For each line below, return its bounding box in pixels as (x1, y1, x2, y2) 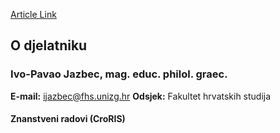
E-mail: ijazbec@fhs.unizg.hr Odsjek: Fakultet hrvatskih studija (10, 90, 272, 102)
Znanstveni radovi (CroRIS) (10, 113, 126, 125)
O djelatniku (10, 37, 88, 54)
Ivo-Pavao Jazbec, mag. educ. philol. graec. (10, 67, 228, 81)
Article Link (10, 9, 57, 20)
